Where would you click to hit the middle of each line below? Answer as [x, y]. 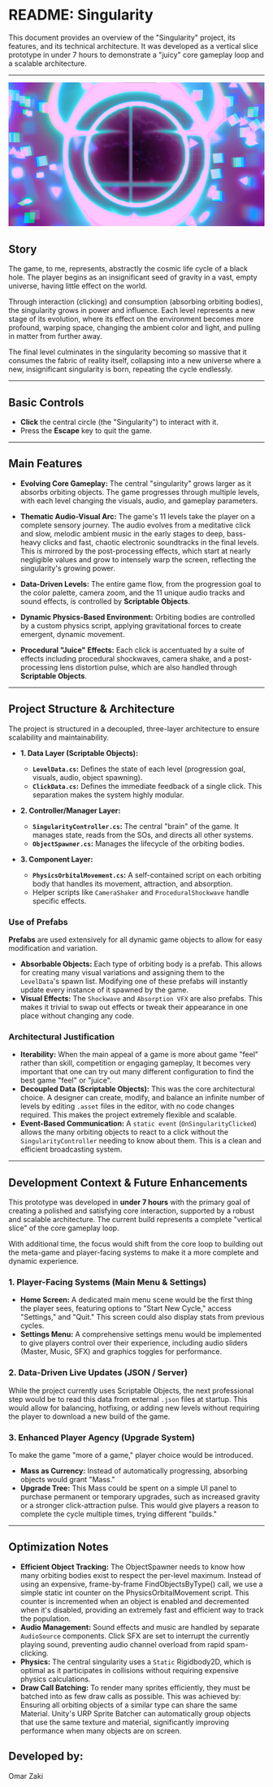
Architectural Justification [62, 1036]
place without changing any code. [77, 1015]
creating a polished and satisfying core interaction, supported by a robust [131, 1211]
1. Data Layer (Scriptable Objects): [79, 753]
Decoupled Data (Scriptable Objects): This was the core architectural [137, 1089]
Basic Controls [46, 403]
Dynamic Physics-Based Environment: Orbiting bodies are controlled [138, 617]
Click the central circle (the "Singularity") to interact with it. [119, 422]
